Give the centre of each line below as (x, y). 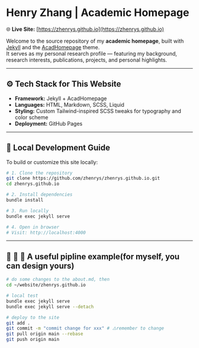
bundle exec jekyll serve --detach (50, 307)
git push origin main (33, 340)
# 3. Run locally (28, 210)
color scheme (31, 117)
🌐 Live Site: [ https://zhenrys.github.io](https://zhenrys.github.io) (85, 29)
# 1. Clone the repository (39, 173)
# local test (22, 296)
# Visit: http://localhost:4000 (46, 232)
